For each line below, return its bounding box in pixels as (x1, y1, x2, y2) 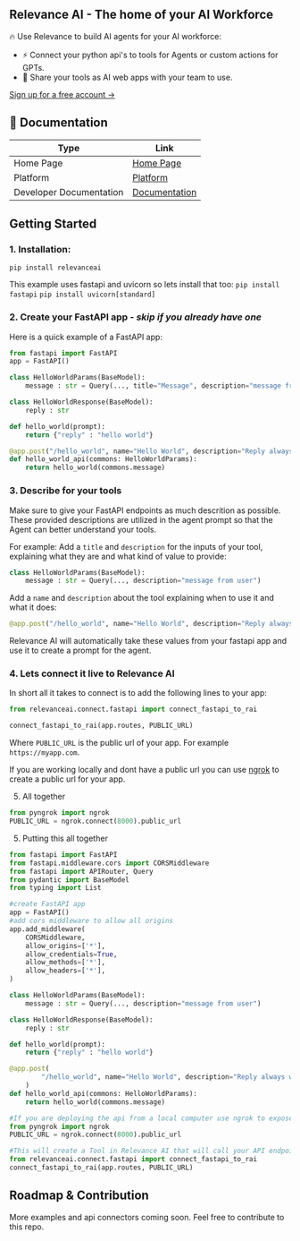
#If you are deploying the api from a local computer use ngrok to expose (9, 1114, 294, 1123)
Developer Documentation (13, 185, 124, 198)
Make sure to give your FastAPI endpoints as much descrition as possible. (9, 505, 281, 516)
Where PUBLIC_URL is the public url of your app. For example (9, 738, 229, 749)
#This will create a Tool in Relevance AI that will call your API (9, 1146, 266, 1156)
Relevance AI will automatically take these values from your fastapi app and (9, 636, 287, 646)
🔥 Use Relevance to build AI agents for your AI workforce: (9, 30, 221, 41)
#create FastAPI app (9, 900, 87, 909)
